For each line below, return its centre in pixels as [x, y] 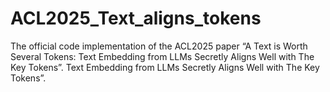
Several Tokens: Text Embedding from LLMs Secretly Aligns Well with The [162, 56]
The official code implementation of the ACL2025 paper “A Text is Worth [159, 46]
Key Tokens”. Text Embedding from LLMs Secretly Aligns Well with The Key [165, 67]
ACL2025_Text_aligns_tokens [136, 18]
